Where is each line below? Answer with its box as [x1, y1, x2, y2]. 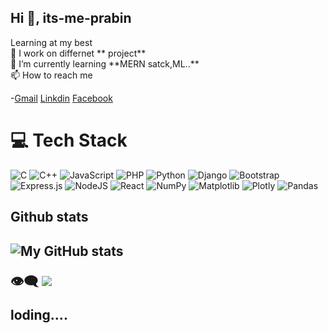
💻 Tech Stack [10, 129, 128, 151]
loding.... [10, 306, 68, 323]
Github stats [10, 209, 89, 226]
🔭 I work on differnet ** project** [10, 47, 147, 59]
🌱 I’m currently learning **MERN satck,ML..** [10, 57, 200, 70]
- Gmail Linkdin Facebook [10, 92, 113, 104]
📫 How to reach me [10, 69, 93, 81]
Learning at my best [10, 36, 93, 48]
